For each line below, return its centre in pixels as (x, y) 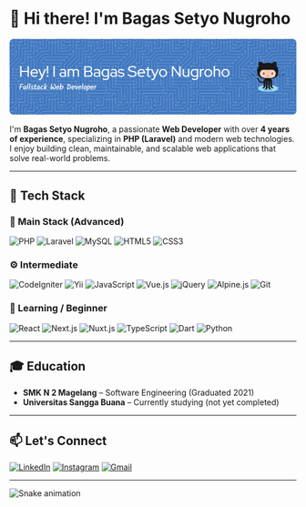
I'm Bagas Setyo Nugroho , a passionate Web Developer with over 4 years (149, 129)
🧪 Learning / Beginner (58, 309)
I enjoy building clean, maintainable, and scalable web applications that (143, 148)
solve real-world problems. (60, 158)
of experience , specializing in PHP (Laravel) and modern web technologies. (152, 139)
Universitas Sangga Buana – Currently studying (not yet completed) (151, 402)
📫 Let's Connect (58, 441)
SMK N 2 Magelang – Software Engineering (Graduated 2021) (138, 393)
